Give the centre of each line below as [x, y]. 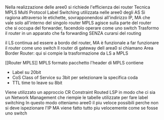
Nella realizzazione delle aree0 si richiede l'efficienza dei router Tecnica [78, 7]
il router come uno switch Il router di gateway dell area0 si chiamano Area [79, 48]
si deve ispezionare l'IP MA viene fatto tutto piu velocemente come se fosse [82, 108]
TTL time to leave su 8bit [37, 83]
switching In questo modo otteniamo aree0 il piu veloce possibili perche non [82, 103]
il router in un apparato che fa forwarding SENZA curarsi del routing [73, 33]
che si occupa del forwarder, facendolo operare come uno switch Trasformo [82, 28]
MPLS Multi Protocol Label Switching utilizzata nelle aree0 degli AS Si [75, 12]
